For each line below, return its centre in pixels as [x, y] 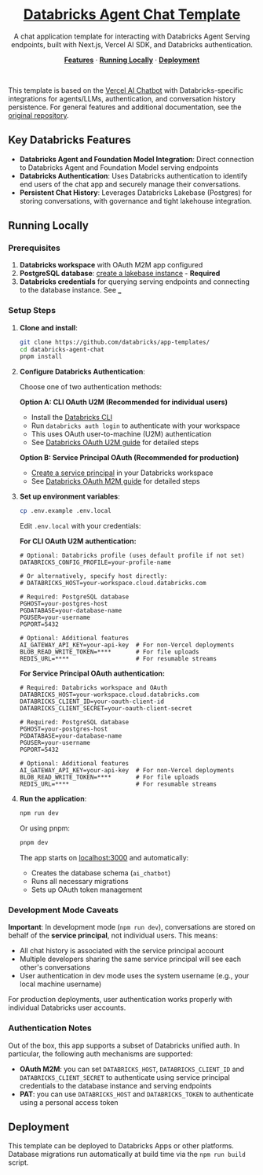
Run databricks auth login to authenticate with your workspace [136, 425]
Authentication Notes [50, 1028]
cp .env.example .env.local [65, 511]
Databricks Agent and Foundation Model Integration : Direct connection [137, 159]
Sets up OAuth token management [87, 890]
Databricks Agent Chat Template [132, 15]
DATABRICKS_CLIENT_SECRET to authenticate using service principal [124, 1077]
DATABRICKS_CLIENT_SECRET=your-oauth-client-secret [106, 709]
